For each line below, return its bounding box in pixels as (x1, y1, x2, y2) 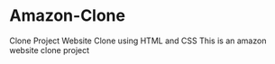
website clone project (9, 44, 90, 55)
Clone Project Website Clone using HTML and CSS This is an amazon (9, 35, 267, 46)
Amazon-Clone (9, 5, 126, 26)
